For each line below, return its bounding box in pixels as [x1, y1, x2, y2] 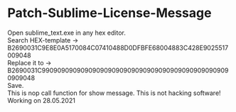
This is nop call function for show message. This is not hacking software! [7, 89, 222, 97]
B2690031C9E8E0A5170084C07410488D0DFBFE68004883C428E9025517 [7, 43, 229, 52]
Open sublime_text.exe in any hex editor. [7, 28, 127, 37]
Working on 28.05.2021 [7, 96, 76, 104]
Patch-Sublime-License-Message [7, 5, 212, 21]
